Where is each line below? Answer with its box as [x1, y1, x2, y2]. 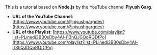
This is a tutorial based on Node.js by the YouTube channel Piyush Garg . [5, 4, 153, 10]
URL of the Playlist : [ [12, 29, 55, 35]
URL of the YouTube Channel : [12, 14, 74, 19]
